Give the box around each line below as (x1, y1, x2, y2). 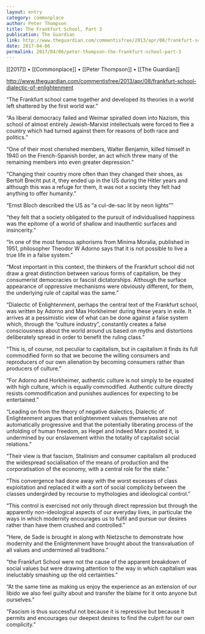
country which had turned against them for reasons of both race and (6, 127, 179, 135)
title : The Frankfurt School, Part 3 (6, 26, 103, 32)
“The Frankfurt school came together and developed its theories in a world (6, 95, 194, 103)
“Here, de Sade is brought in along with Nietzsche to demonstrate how (6, 533, 184, 540)
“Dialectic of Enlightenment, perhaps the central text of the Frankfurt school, (6, 301, 199, 308)
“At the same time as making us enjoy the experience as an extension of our (6, 583, 197, 590)
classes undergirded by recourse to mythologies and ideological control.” (6, 490, 190, 497)
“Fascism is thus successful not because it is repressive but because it (6, 608, 184, 615)
